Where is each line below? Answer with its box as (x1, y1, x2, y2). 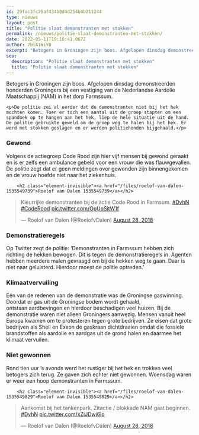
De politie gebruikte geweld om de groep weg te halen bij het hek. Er (6, 120, 187, 126)
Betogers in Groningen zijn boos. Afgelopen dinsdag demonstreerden (6, 80, 176, 87)
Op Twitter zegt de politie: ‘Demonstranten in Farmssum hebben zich (6, 244, 174, 251)
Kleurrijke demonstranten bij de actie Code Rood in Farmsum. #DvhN (20, 198, 190, 206)
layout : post (6, 20, 38, 26)
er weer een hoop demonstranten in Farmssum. (6, 377, 123, 384)
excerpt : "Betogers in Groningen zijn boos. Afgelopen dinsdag (6, 48, 166, 53)
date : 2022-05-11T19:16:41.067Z (6, 36, 86, 42)
